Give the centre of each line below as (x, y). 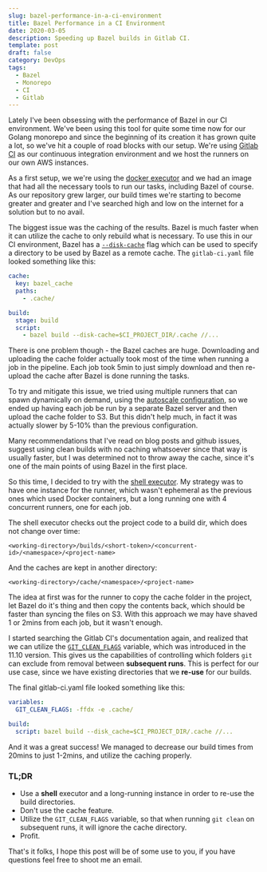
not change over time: (44, 532)
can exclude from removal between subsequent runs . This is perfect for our (133, 663)
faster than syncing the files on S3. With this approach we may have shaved (133, 614)
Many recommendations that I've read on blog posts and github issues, (125, 441)
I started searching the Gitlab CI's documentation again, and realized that (128, 638)
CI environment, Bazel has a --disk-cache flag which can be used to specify (133, 245)
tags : (17, 68)
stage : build (37, 321)
